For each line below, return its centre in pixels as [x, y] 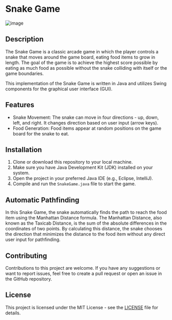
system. [21, 173]
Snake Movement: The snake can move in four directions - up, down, [86, 117]
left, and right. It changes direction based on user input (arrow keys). [85, 123]
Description [24, 39]
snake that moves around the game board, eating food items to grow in [80, 57]
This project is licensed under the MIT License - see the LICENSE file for [82, 307]
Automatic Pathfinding [42, 200]
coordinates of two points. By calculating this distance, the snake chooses [84, 229]
